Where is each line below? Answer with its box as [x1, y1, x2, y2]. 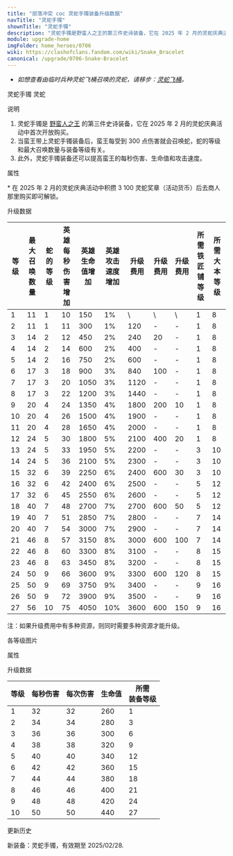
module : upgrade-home [7, 36, 70, 43]
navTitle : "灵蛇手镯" [7, 17, 66, 24]
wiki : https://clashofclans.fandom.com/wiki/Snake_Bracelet [7, 49, 185, 56]
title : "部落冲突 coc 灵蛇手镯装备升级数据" [7, 10, 123, 17]
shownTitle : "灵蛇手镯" [7, 23, 71, 30]
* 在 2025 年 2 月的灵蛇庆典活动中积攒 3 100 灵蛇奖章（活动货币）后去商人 [7, 183, 221, 191]
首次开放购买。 [29, 128, 73, 136]
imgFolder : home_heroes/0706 [7, 42, 92, 49]
